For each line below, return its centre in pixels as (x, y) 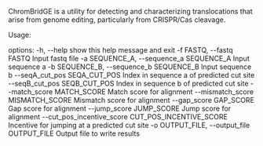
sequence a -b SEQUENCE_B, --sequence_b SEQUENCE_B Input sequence (130, 67)
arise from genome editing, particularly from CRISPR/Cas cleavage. (117, 20)
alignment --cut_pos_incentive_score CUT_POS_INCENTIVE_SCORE (118, 117)
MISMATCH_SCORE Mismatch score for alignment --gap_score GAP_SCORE (131, 100)
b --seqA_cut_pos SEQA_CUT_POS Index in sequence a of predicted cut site (131, 75)
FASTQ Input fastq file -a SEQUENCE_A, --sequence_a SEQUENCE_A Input (129, 58)
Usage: (20, 35)
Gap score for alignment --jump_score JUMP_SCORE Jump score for (120, 108)
